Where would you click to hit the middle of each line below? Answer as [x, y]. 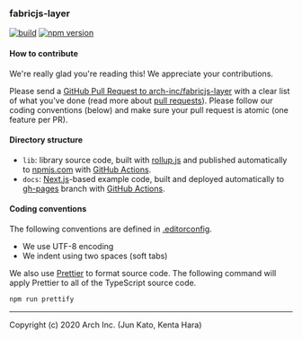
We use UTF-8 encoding [68, 246]
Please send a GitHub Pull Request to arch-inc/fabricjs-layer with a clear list [150, 91]
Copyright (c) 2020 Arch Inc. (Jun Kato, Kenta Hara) [106, 325]
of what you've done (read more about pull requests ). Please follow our [141, 100]
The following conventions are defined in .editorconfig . [111, 229]
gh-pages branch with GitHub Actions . [93, 188]
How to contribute [44, 53]
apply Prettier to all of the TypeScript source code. [103, 282]
